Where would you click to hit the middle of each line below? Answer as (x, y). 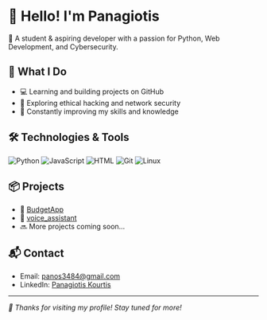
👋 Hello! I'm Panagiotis (84, 16)
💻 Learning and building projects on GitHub (92, 92)
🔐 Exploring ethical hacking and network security (100, 103)
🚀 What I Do (38, 72)
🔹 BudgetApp (42, 209)
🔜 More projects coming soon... (72, 227)
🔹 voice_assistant (48, 218)
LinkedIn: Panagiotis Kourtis (65, 285)
